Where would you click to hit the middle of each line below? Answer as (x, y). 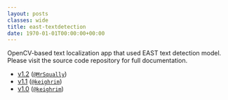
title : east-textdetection (47, 27)
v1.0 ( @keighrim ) (41, 89)
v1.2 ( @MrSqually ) (42, 74)
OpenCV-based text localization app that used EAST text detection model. (114, 53)
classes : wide (28, 20)
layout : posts (28, 14)
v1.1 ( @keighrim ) (40, 82)
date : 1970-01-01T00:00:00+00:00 (56, 33)
